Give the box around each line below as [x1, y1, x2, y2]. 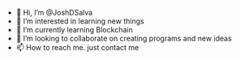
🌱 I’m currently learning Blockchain [15, 25, 133, 34]
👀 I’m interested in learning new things [15, 16, 144, 26]
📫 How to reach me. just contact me [15, 43, 139, 52]
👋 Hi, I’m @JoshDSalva [15, 8, 93, 17]
